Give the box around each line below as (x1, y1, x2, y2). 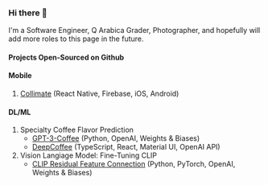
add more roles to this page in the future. (8, 34, 144, 43)
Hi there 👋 (8, 7, 48, 18)
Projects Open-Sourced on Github (8, 52, 125, 62)
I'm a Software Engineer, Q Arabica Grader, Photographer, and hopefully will (8, 26, 261, 35)
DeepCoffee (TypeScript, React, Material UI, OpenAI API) (31, 142, 221, 152)
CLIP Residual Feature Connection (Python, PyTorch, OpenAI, (31, 159, 236, 169)
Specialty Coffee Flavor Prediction (19, 125, 134, 135)
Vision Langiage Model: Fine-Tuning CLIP (19, 150, 158, 160)
